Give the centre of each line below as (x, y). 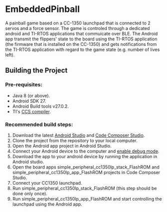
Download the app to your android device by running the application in (85, 156)
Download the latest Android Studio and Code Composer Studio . (79, 135)
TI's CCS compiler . (32, 111)
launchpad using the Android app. (47, 204)
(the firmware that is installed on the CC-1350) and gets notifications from (81, 44)
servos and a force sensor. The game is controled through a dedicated (78, 28)
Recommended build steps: (39, 124)
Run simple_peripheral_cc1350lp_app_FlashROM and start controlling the (87, 199)
